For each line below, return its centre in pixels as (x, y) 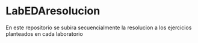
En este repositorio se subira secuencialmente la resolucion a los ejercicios (99, 27)
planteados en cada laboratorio (45, 33)
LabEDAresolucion (53, 11)
